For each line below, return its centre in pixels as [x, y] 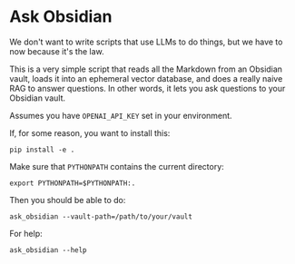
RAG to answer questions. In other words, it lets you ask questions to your [147, 88]
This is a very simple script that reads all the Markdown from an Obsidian [146, 69]
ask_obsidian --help [49, 250]
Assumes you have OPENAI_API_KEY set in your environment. [121, 115]
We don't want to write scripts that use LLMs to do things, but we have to [146, 42]
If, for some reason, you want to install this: [90, 132]
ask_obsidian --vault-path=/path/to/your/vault [101, 216]
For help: [26, 233]
